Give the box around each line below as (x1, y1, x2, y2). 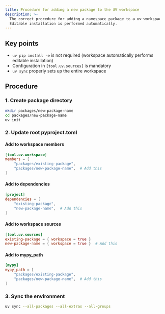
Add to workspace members (5, 141, 64, 147)
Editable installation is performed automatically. (9, 21, 118, 26)
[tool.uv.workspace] (5, 152, 48, 157)
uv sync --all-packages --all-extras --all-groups (5, 304, 111, 309)
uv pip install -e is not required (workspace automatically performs (12, 52, 154, 58)
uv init (5, 117, 21, 122)
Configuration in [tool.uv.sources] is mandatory (12, 63, 111, 69)
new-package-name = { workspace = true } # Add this (5, 241, 118, 246)
